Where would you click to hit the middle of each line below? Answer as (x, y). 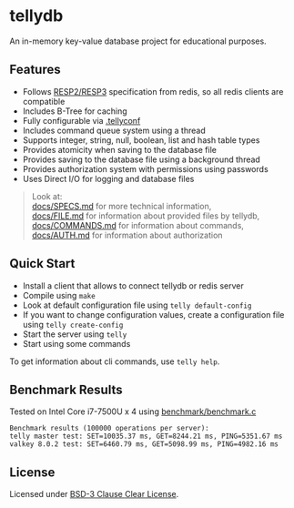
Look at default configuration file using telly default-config (137, 305)
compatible (44, 101)
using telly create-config (73, 324)
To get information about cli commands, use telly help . (115, 361)
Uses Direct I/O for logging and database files (108, 178)
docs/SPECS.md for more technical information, (122, 206)
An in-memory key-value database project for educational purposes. (138, 41)
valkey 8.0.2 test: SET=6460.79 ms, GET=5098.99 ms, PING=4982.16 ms (144, 444)
